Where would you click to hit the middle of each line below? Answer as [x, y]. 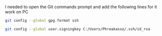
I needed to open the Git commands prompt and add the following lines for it [81, 7]
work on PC [17, 12]
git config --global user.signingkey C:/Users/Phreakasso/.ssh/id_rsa [78, 29]
